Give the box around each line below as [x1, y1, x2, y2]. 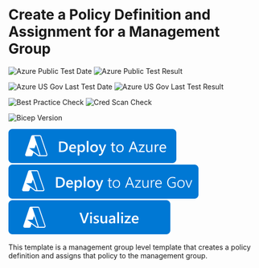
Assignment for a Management [8, 22, 220, 41]
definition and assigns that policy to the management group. [8, 250, 208, 260]
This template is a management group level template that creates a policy [8, 242, 251, 252]
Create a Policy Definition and [8, 6, 211, 24]
